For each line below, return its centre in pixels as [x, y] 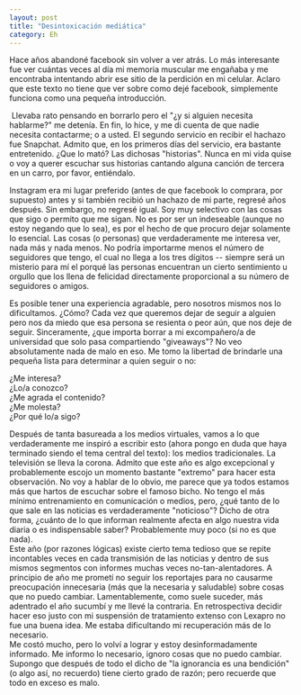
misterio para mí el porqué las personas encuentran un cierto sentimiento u [148, 267]
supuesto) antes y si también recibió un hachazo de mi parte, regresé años [148, 200]
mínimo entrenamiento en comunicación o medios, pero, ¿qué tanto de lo [145, 501]
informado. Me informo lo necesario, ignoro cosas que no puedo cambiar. [146, 654]
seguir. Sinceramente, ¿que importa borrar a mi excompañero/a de [133, 332]
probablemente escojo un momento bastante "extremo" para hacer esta [142, 473]
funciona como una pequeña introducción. [88, 98]
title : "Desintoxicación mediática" [78, 26]
